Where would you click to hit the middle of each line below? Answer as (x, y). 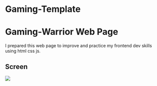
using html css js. (23, 51)
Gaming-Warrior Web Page (62, 32)
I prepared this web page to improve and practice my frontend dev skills (78, 46)
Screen (17, 66)
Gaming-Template (43, 9)
